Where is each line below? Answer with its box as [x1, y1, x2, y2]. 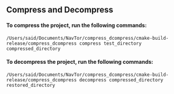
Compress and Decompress [6, 5, 114, 15]
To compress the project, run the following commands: [6, 21, 147, 29]
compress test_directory [79, 40, 142, 46]
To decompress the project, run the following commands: [6, 58, 153, 66]
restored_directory [6, 82, 56, 88]
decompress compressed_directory [79, 77, 164, 83]
